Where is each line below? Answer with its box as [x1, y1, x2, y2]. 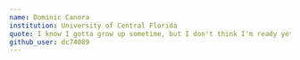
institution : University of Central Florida [9, 21, 178, 30]
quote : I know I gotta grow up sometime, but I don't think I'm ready [9, 29, 278, 38]
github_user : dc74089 [9, 37, 90, 47]
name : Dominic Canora [9, 12, 90, 22]
